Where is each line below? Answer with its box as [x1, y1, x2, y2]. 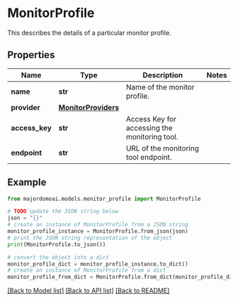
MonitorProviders [58, 102, 119, 112]
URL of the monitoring [125, 143, 200, 153]
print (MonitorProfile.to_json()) [7, 241, 106, 248]
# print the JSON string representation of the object [7, 234, 173, 241]
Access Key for [125, 114, 177, 124]
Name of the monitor [125, 82, 195, 92]
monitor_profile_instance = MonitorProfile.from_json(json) [7, 228, 189, 235]
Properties [7, 49, 55, 61]
